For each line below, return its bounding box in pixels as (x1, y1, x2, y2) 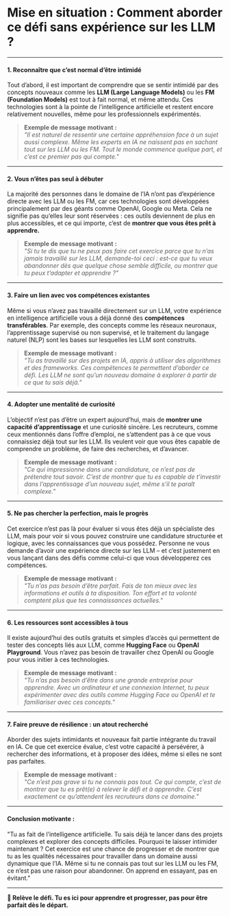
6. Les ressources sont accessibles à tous (7, 618, 129, 626)
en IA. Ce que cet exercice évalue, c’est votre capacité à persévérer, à (7, 743, 204, 751)
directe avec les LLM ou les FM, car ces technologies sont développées (7, 197, 209, 205)
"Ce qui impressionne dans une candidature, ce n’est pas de (23, 465, 195, 473)
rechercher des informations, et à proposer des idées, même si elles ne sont (7, 750, 222, 758)
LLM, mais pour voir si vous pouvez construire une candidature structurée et (7, 531, 223, 540)
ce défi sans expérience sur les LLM (7, 19, 216, 35)
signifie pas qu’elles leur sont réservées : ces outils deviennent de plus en (7, 211, 216, 220)
